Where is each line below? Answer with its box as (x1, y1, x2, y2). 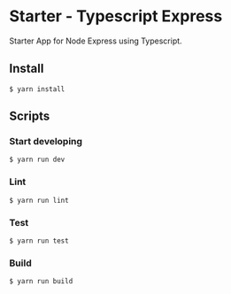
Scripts (9, 109, 50, 124)
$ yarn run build (9, 277, 73, 286)
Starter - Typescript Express (9, 6, 223, 27)
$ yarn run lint (9, 196, 69, 205)
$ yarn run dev (9, 155, 65, 165)
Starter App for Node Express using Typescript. (9, 35, 183, 46)
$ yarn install (9, 84, 65, 94)
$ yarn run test (9, 236, 69, 245)
